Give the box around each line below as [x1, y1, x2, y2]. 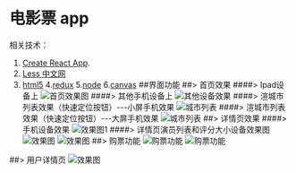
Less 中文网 [21, 68, 66, 79]
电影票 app [9, 8, 89, 29]
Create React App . [21, 57, 91, 68]
